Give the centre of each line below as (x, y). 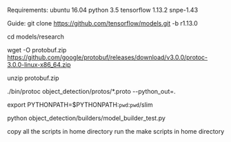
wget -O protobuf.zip (37, 50)
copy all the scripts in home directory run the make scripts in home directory (116, 131)
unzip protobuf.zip (33, 78)
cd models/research (36, 37)
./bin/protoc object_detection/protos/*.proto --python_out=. (91, 91)
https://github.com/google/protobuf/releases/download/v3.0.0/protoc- (108, 57)
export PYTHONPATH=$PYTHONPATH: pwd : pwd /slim (80, 105)
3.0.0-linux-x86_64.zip (39, 64)
